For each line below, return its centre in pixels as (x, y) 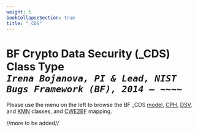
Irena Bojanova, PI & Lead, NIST (92, 79)
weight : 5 (19, 12)
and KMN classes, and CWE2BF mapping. (59, 111)
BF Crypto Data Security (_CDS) (88, 53)
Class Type (35, 66)
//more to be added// (33, 123)
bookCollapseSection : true (41, 18)
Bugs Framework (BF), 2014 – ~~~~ (94, 89)
